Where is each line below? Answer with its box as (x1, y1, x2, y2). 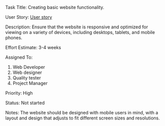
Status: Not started (5, 100, 45, 106)
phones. (5, 35, 23, 40)
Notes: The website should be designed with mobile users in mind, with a (5, 110, 158, 115)
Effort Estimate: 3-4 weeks (5, 45, 61, 50)
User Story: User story (5, 14, 52, 20)
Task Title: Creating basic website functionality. (5, 5, 105, 10)
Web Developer (12, 64, 46, 70)
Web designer (12, 69, 42, 75)
